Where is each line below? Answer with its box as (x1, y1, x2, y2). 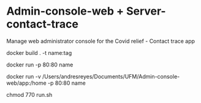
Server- (126, 4, 167, 18)
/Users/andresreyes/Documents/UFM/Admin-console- (42, 73, 180, 80)
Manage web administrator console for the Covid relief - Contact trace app (6, 37, 195, 44)
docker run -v (6, 73, 41, 80)
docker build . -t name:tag (6, 49, 72, 56)
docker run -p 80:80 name (6, 61, 74, 68)
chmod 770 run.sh (6, 91, 53, 98)
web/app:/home (6, 79, 47, 87)
